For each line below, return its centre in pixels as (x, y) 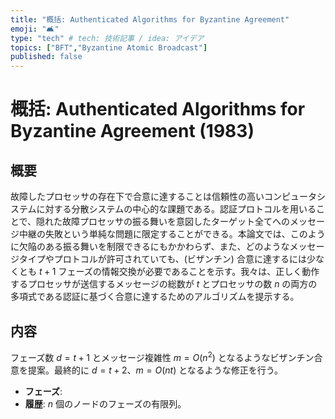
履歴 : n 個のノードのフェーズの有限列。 (105, 403)
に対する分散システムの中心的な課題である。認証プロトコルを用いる (176, 209)
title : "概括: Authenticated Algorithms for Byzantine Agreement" (150, 19)
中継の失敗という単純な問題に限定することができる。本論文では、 (154, 234)
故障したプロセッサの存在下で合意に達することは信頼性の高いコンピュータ (163, 197)
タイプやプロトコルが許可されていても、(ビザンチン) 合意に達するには (162, 259)
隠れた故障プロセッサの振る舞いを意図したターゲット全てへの (163, 222)
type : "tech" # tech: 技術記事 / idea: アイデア (107, 38)
